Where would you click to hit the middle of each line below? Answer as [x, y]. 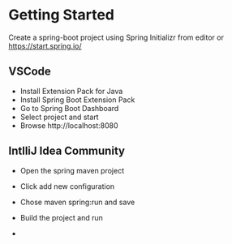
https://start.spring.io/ [45, 45]
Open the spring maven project [72, 170]
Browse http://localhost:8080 [69, 125]
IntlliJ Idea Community [67, 151]
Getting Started [62, 15]
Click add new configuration [67, 186]
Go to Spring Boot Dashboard [69, 108]
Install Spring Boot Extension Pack [77, 100]
